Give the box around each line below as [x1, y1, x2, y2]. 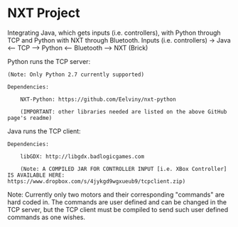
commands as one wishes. [7, 213, 86, 221]
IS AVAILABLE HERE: [7, 172, 65, 179]
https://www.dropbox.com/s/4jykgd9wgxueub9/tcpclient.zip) [7, 177, 186, 185]
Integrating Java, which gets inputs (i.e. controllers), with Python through [7, 28, 222, 37]
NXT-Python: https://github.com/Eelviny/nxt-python [20, 96, 176, 103]
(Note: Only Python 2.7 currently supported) [7, 71, 144, 78]
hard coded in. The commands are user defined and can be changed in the [7, 197, 227, 206]
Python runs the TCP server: [7, 57, 91, 65]
